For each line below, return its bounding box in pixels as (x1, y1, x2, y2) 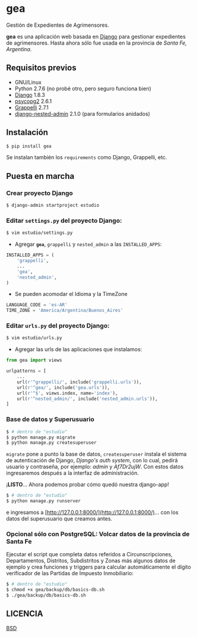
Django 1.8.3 (14, 91, 46, 98)
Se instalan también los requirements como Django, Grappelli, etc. (6, 154, 167, 161)
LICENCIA (6, 608, 43, 619)
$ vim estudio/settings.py (6, 230, 73, 236)
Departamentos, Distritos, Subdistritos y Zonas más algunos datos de (6, 557, 176, 565)
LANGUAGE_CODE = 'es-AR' (6, 302, 68, 308)
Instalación (6, 127, 49, 138)
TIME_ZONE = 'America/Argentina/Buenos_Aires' (6, 308, 123, 314)
